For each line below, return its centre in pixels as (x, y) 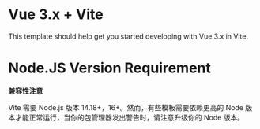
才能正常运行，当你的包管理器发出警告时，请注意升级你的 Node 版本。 (130, 117)
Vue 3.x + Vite (56, 15)
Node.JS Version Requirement (110, 68)
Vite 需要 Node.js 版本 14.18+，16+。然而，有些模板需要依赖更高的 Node (126, 107)
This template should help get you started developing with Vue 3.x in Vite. (128, 36)
